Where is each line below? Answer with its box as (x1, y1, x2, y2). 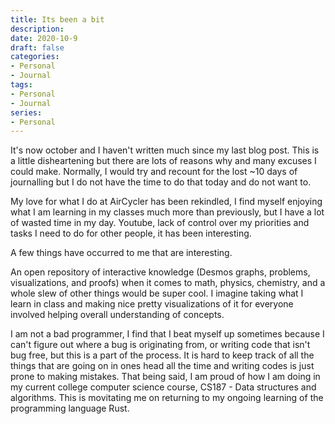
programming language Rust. (10, 402, 130, 415)
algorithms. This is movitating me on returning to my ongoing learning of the (10, 392, 324, 404)
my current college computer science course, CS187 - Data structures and (10, 381, 317, 393)
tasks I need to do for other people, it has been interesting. (10, 227, 252, 240)
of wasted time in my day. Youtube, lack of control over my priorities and (10, 217, 310, 229)
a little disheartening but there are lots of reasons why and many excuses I (10, 155, 317, 167)
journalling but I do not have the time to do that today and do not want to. (10, 176, 312, 188)
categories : (10, 52, 60, 62)
